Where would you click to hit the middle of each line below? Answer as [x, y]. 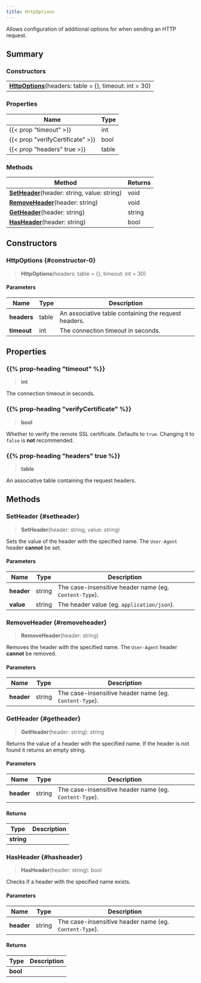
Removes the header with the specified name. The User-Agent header [92, 647]
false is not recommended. [40, 440]
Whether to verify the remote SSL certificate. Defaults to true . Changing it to [100, 434]
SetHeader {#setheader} [43, 516]
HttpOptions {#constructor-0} [51, 261]
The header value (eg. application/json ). [116, 604]
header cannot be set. [34, 548]
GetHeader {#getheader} [43, 719]
